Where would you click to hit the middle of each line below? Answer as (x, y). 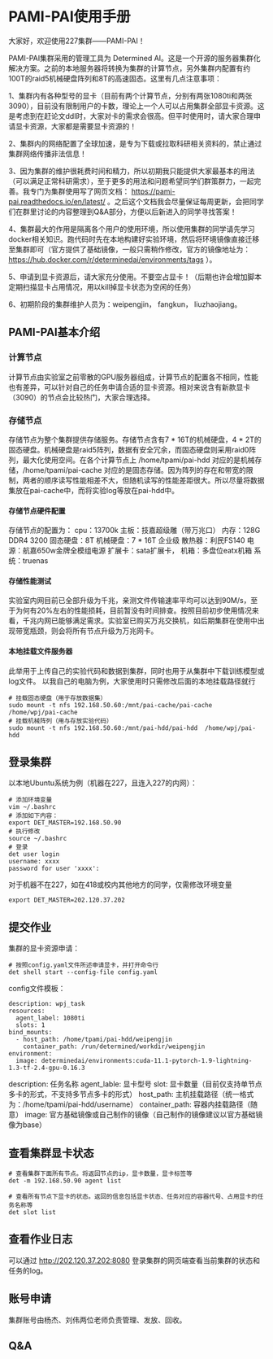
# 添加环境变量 (30, 800)
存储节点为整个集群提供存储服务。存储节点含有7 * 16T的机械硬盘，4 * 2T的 (135, 439)
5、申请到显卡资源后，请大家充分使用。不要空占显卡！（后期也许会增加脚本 (135, 277)
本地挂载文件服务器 (41, 651)
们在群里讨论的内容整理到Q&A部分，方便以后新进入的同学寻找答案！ (123, 212)
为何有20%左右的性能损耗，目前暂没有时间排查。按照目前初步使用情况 (134, 610)
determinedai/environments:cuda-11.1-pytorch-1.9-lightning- (147, 1061)
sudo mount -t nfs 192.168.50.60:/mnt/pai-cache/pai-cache (110, 705)
